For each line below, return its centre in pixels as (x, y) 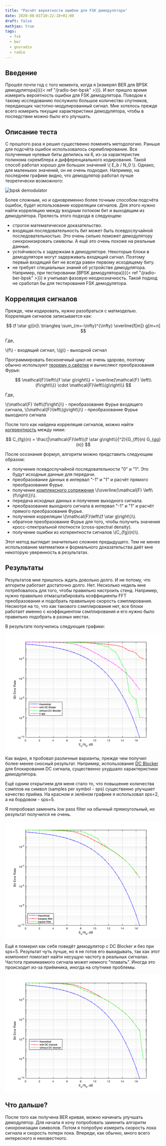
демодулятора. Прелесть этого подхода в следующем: (64, 216)
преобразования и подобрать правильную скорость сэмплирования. (79, 601)
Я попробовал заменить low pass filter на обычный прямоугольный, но (80, 809)
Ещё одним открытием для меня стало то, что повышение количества (80, 783)
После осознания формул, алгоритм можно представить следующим (79, 454)
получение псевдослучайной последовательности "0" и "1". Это (80, 469)
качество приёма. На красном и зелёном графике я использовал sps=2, (82, 794)
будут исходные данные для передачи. (54, 474)
